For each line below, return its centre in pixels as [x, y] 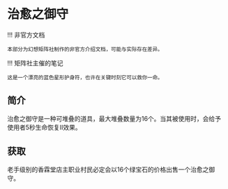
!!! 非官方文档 [26, 35]
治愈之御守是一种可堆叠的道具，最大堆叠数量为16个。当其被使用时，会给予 [114, 118]
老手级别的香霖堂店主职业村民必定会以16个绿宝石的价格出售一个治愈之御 [111, 169]
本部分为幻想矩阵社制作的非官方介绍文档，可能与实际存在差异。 [85, 49]
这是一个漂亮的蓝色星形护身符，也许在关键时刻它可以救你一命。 [85, 77]
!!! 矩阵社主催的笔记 [36, 63]
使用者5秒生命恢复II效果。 [44, 127]
